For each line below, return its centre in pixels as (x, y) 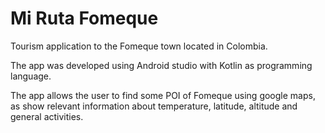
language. (31, 76)
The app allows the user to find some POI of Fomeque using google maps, (163, 95)
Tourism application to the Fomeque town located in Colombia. (139, 46)
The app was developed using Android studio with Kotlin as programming (161, 65)
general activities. (47, 116)
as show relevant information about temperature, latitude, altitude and (154, 106)
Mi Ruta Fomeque (84, 18)
